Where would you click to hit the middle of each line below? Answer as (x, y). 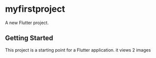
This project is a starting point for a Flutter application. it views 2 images (78, 50)
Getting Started (29, 38)
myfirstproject (35, 9)
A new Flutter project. (27, 23)
